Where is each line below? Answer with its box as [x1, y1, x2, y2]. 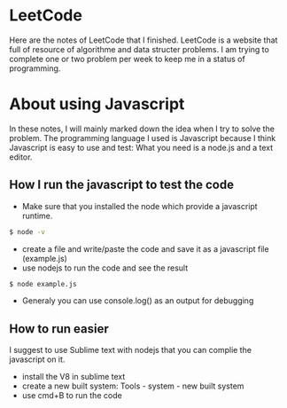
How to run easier [9, 321, 109, 336]
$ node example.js [9, 279, 77, 288]
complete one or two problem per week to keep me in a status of [9, 53, 245, 64]
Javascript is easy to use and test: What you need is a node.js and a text [9, 142, 274, 153]
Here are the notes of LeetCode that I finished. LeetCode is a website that [9, 35, 278, 45]
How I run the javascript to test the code [9, 177, 235, 192]
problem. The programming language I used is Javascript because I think [9, 132, 276, 143]
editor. [9, 152, 33, 162]
